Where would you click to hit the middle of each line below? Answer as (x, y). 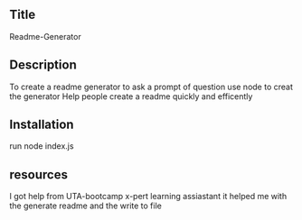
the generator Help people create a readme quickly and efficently (131, 96)
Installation (42, 125)
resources (38, 174)
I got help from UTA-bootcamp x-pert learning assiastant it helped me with (148, 197)
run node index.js (42, 146)
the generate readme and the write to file (86, 206)
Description (43, 65)
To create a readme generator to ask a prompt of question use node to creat (151, 87)
